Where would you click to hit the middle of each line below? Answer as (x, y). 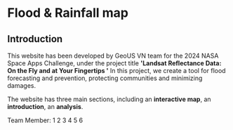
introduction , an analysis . (45, 106)
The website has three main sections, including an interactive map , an (109, 99)
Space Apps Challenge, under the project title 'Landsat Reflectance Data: (114, 63)
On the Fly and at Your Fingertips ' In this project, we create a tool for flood (116, 71)
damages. (22, 85)
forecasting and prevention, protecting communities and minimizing (105, 78)
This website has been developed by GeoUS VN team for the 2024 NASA (113, 56)
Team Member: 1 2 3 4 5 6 (45, 120)
